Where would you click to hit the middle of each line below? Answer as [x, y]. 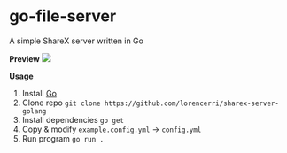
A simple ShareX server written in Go [77, 41]
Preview [24, 58]
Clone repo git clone [61, 103]
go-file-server [63, 16]
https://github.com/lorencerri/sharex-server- [191, 103]
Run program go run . [63, 138]
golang [34, 111]
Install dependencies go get [73, 119]
